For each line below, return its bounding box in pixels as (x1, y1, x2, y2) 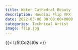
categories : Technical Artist (5, 21, 69, 26)
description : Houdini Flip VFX (5, 12, 71, 17)
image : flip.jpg (5, 26, 39, 31)
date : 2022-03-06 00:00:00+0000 (5, 16, 73, 21)
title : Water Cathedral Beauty (5, 7, 71, 12)
